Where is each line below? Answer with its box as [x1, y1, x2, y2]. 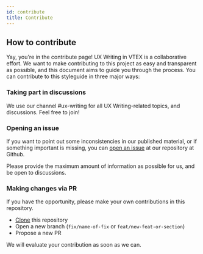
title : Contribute [6, 15, 53, 21]
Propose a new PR [15, 230, 62, 237]
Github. [6, 150, 25, 158]
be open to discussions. [6, 169, 66, 176]
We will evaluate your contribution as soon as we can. [6, 241, 141, 249]
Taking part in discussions [6, 88, 87, 96]
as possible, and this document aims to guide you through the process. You [6, 67, 196, 74]
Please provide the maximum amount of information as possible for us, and [6, 162, 195, 170]
